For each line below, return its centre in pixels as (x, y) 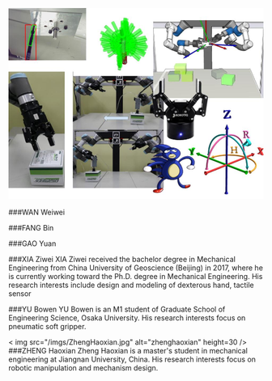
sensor (20, 294)
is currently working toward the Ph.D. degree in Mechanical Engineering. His (136, 276)
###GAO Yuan (32, 243)
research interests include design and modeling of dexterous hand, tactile (132, 285)
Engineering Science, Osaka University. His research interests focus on (127, 318)
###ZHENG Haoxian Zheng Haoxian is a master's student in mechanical (128, 351)
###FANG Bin (31, 228)
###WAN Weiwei (37, 212)
